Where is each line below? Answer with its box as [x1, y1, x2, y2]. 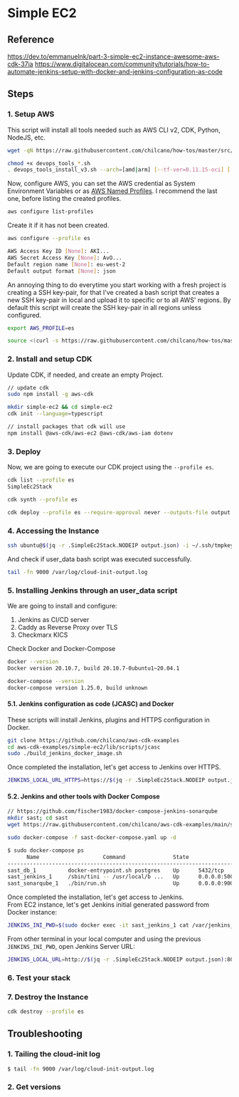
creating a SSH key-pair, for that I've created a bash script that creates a [7, 288, 220, 296]
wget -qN [7, 147, 33, 154]
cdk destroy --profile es [7, 1008, 84, 1016]
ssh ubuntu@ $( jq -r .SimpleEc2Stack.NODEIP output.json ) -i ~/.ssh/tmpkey [7, 541, 234, 549]
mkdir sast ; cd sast [7, 814, 69, 822]
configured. [7, 311, 41, 319]
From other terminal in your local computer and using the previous [7, 935, 201, 943]
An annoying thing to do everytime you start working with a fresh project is [7, 280, 227, 289]
